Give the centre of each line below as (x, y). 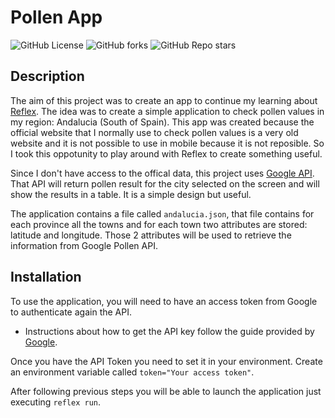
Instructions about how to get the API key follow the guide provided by (169, 331)
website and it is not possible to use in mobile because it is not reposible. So (167, 143)
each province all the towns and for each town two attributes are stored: (159, 224)
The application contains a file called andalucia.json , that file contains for (162, 213)
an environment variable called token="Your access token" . (132, 372)
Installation (46, 277)
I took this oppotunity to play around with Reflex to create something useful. (166, 153)
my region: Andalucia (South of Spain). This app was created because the (162, 122)
